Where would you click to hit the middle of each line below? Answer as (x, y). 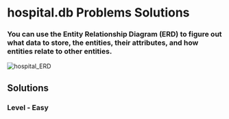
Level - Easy (28, 107)
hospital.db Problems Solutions (98, 13)
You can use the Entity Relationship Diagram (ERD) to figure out (114, 34)
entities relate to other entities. (60, 52)
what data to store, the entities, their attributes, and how (103, 43)
